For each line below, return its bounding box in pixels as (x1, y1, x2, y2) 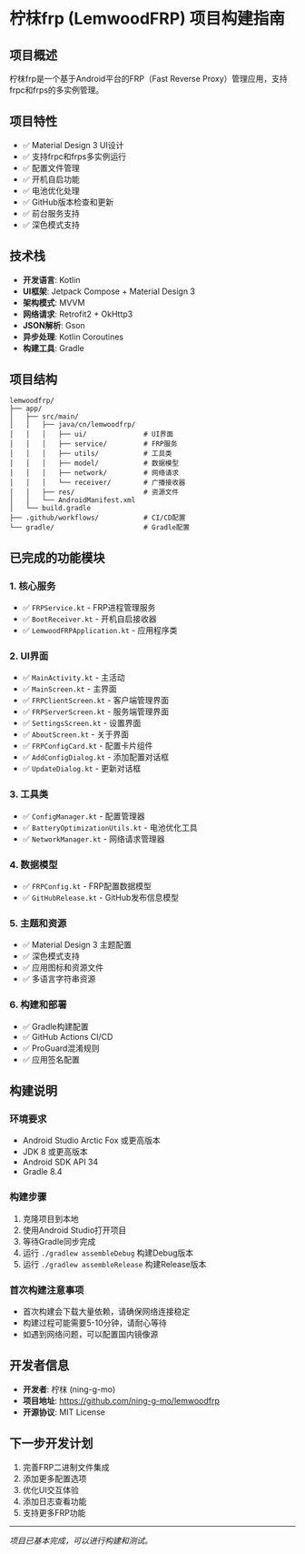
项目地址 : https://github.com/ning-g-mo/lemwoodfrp (22, 1395, 221, 1406)
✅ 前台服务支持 (22, 207, 80, 218)
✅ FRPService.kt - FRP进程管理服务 (22, 602, 156, 613)
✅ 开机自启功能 (22, 174, 80, 185)
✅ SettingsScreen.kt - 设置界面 (22, 718, 142, 729)
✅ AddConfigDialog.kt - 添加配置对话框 (22, 752, 170, 762)
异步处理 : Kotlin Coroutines (22, 331, 124, 342)
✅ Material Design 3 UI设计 (22, 139, 124, 150)
